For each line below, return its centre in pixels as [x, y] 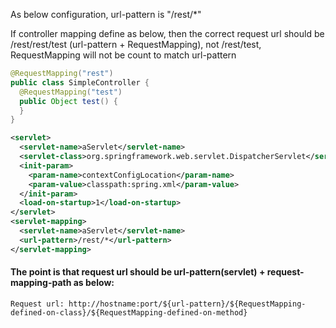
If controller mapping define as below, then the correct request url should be [167, 33]
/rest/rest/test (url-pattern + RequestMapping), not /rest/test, [136, 44]
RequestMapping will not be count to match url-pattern [123, 55]
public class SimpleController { [80, 82]
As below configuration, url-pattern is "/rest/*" [106, 14]
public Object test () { [68, 101]
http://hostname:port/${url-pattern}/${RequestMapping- [187, 304]
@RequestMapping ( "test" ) [71, 92]
